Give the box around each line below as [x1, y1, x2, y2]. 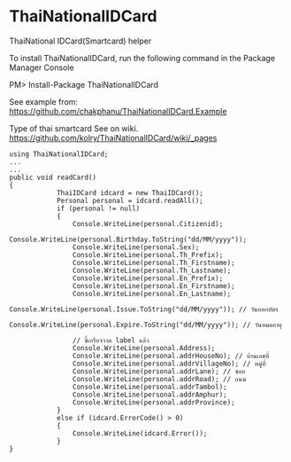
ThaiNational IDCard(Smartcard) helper [9, 35, 152, 46]
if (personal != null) [56, 204, 141, 213]
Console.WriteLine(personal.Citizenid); [72, 219, 224, 228]
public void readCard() [9, 173, 97, 182]
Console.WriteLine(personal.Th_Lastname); [72, 266, 232, 275]
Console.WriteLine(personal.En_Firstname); [72, 281, 236, 290]
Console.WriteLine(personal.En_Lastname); [72, 289, 232, 298]
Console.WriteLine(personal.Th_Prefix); [72, 250, 224, 259]
